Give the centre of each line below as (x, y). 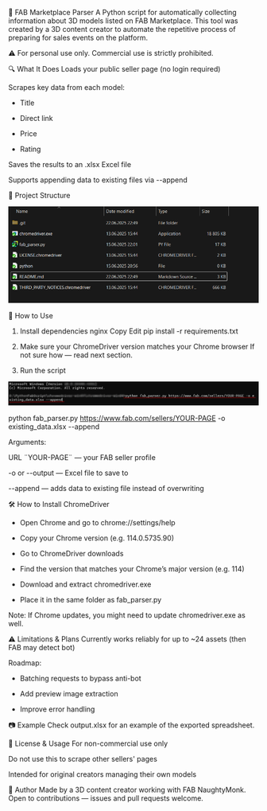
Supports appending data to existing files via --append (98, 180)
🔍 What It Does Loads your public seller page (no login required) (114, 69)
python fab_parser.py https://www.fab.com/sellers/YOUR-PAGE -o (117, 418)
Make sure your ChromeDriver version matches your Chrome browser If (137, 346)
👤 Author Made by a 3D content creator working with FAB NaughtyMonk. (127, 790)
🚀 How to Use (31, 315)
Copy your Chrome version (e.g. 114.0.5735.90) (97, 538)
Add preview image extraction (69, 693)
